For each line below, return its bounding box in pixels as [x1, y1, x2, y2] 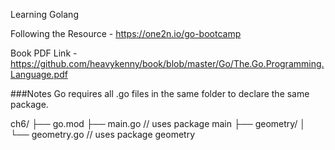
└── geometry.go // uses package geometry [10, 129, 196, 140]
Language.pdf [10, 69, 68, 80]
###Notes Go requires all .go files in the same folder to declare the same [10, 88, 310, 99]
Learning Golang [10, 9, 79, 20]
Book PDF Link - [10, 47, 78, 59]
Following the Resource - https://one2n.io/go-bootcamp [10, 28, 242, 39]
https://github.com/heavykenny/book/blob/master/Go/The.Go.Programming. [10, 58, 325, 69]
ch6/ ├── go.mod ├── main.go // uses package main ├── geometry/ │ [10, 118, 307, 129]
